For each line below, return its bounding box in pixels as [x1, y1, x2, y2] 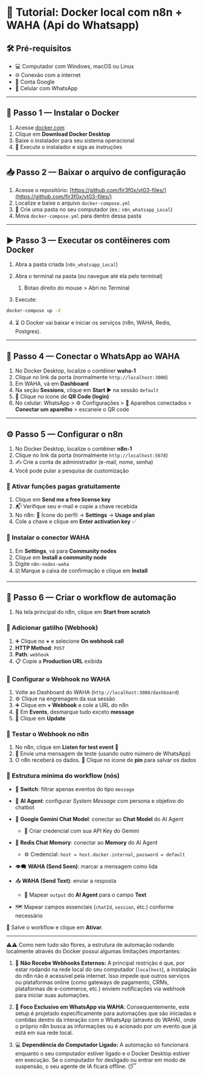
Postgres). [14, 328, 41, 335]
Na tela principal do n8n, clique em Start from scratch [14, 608, 151, 616]
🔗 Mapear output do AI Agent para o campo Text [24, 891, 147, 898]
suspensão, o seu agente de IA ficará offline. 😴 [14, 1063, 137, 1070]
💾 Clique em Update [14, 714, 66, 722]
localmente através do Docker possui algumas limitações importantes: [6, 948, 181, 955]
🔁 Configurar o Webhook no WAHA [6, 675, 111, 683]
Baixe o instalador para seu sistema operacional [14, 136, 135, 144]
